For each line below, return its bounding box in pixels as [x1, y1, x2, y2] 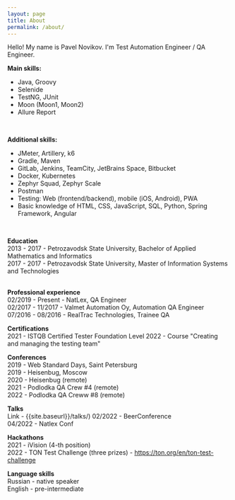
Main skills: [7, 64, 42, 73]
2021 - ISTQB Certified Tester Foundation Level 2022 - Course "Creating [7, 332, 219, 341]
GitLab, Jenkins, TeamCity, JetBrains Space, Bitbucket [17, 164, 176, 173]
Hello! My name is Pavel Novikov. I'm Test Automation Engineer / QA [7, 43, 206, 52]
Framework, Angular [17, 210, 78, 218]
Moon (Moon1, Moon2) [17, 101, 84, 109]
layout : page [7, 10, 46, 18]
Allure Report [17, 108, 56, 117]
